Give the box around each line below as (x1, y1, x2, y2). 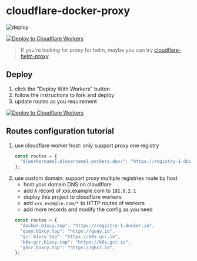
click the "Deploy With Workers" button (14, 85, 110, 92)
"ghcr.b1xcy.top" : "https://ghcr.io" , (20, 245, 115, 250)
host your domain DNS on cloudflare (23, 181, 112, 188)
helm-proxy (20, 52, 49, 59)
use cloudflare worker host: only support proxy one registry (14, 142, 159, 149)
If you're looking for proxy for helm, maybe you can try (20, 46, 153, 53)
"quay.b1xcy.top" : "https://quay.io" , (20, 228, 115, 234)
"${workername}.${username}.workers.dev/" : (20, 159, 128, 165)
